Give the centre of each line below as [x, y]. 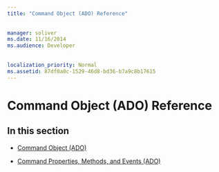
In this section [38, 131]
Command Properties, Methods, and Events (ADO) [89, 161]
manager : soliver [32, 33]
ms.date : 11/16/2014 [37, 39]
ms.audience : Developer [41, 46]
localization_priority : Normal [52, 65]
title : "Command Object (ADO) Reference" [68, 13]
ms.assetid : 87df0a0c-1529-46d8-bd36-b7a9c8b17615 [82, 71]
